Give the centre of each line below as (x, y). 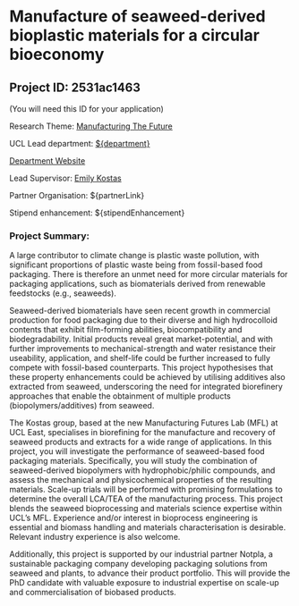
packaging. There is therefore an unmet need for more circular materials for (149, 274)
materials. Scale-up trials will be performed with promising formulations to (146, 490)
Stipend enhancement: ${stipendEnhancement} (97, 213)
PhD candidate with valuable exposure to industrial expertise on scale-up (144, 583)
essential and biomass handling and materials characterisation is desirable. (148, 527)
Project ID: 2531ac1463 (75, 87)
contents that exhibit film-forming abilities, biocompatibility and (126, 330)
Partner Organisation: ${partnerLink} (77, 195)
